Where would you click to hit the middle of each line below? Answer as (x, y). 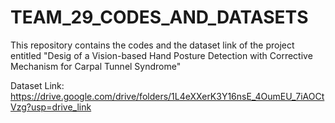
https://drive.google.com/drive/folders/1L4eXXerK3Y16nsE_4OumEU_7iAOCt (167, 96)
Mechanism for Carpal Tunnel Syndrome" (96, 66)
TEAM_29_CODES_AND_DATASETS (159, 17)
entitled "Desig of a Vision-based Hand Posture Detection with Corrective (161, 55)
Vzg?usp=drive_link (51, 107)
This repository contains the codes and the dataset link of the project (152, 45)
